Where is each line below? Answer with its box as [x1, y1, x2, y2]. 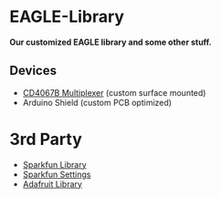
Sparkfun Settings [22, 169, 91, 180]
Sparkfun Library [22, 159, 87, 170]
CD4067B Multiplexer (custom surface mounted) [22, 87, 206, 98]
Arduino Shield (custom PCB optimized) [22, 97, 172, 108]
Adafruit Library [22, 178, 82, 189]
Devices [9, 63, 58, 78]
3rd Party [9, 129, 82, 150]
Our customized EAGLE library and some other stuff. [9, 36, 212, 47]
